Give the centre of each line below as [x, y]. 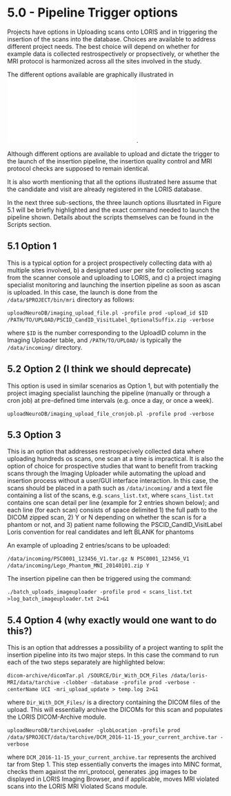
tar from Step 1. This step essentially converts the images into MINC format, [114, 764]
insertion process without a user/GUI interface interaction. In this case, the [113, 481]
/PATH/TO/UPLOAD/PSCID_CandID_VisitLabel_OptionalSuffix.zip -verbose [111, 320]
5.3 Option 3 [34, 435]
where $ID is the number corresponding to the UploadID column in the [107, 332]
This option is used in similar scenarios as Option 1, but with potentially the [113, 386]
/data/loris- [189, 676]
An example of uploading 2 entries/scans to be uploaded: [89, 546]
